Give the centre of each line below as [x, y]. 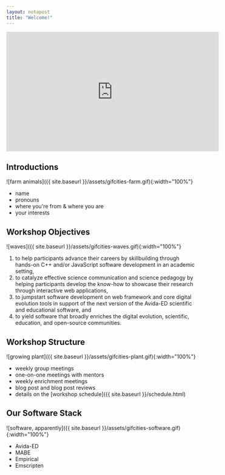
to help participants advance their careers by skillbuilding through [97, 258]
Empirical [27, 459]
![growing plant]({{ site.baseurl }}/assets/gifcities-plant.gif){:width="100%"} [101, 357]
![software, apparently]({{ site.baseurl [54, 428]
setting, [25, 272]
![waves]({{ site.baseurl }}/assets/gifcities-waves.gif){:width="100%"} [94, 247]
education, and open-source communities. [68, 323]
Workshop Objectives [48, 232]
